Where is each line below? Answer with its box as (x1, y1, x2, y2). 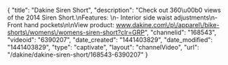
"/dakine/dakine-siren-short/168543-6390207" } (7, 50, 149, 59)
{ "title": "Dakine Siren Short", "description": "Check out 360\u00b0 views (7, 6, 221, 14)
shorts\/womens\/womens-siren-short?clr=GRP (7, 28, 145, 36)
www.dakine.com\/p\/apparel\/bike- (115, 21, 220, 29)
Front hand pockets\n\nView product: (7, 21, 114, 29)
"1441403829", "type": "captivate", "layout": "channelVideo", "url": (7, 43, 200, 51)
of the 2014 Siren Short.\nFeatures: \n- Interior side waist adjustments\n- (7, 13, 218, 22)
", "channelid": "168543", (144, 28, 217, 36)
